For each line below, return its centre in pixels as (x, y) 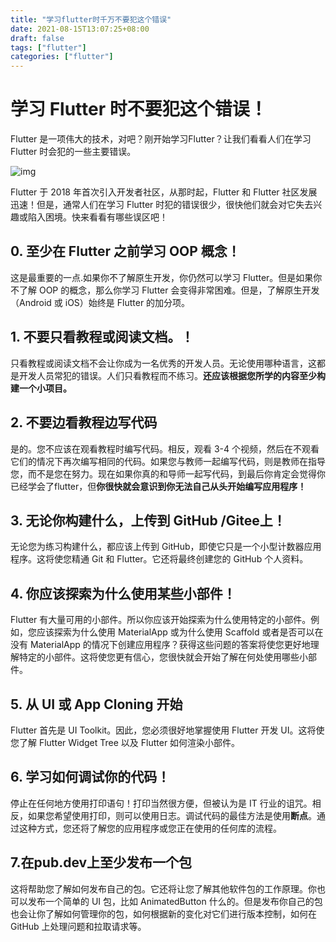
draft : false (37, 38)
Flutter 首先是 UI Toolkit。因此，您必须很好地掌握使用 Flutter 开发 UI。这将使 (167, 730)
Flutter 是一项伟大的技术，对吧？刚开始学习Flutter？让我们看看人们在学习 (161, 139)
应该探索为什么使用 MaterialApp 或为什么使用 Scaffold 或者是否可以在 (180, 632)
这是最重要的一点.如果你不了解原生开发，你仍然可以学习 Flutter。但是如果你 (166, 277)
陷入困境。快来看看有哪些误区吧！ (97, 217)
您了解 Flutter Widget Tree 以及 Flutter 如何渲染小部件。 (125, 742)
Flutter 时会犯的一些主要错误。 (73, 152)
